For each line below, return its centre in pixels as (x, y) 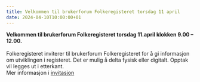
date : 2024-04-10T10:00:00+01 (44, 17)
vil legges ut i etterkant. (35, 66)
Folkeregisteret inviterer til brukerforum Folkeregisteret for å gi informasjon (98, 53)
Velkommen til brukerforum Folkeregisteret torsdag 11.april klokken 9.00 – (100, 34)
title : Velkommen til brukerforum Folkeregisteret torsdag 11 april (93, 12)
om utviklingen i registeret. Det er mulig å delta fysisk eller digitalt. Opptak (97, 60)
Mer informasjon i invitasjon (40, 72)
